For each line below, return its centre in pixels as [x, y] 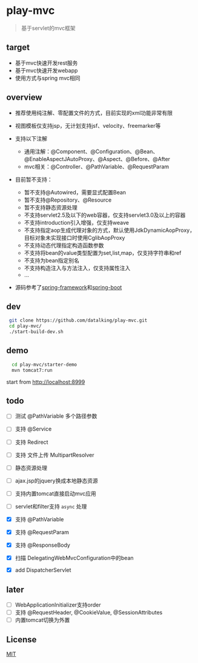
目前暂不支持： [34, 179]
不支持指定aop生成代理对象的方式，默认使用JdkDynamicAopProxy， [110, 230]
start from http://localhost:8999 [46, 381]
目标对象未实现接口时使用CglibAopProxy [74, 237]
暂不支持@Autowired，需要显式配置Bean [75, 192]
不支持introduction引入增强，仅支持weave [76, 222]
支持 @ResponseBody [43, 545]
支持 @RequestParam [42, 532]
